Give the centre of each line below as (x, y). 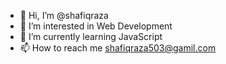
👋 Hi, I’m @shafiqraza (64, 15)
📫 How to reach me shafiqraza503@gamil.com (118, 48)
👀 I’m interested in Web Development (96, 26)
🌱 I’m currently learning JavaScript (91, 36)
